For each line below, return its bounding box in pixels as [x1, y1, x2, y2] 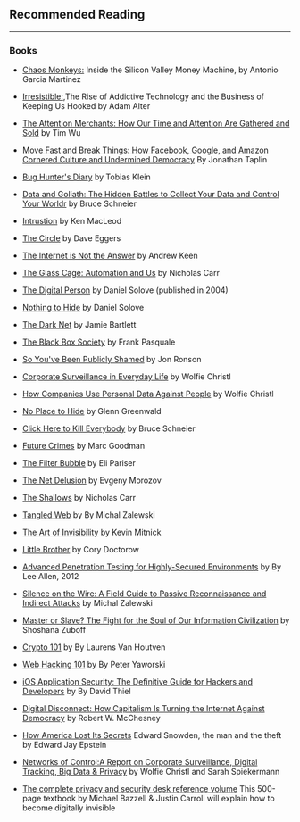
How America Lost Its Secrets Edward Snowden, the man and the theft [21, 730, 282, 741]
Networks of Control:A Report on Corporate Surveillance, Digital [21, 757, 258, 768]
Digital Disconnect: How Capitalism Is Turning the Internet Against [21, 703, 265, 714]
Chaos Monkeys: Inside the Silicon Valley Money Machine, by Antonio [21, 64, 279, 75]
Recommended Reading [9, 7, 146, 22]
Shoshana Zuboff [21, 625, 87, 635]
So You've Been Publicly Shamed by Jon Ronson [21, 354, 202, 365]
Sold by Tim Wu [21, 128, 81, 138]
